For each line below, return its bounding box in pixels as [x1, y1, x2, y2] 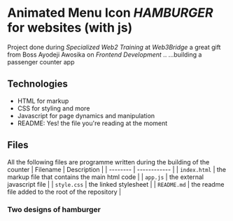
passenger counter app [7, 57, 75, 66]
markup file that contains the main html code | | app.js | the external [7, 173, 204, 181]
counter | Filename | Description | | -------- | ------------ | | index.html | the [7, 165, 227, 173]
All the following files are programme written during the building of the [7, 157, 210, 166]
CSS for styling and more [17, 104, 90, 113]
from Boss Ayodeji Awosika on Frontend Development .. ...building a [7, 50, 202, 59]
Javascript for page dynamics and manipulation [17, 111, 155, 120]
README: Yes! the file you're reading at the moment [17, 119, 168, 127]
